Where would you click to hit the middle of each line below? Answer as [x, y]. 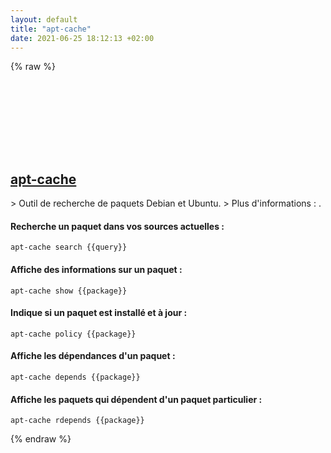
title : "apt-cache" [51, 29]
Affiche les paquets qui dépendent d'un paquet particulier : [136, 399]
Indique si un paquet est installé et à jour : [99, 313]
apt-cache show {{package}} [69, 291]
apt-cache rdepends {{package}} [77, 421]
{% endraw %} [41, 439]
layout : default [44, 19]
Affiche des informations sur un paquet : [96, 269]
